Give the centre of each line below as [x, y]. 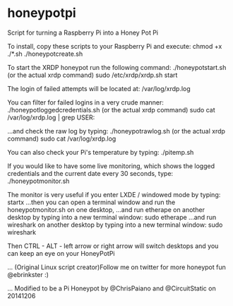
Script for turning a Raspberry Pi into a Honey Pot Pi [83, 33]
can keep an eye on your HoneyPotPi [61, 253]
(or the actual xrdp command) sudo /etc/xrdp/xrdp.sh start [92, 75]
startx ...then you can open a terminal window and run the [91, 202]
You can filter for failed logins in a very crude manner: [86, 102]
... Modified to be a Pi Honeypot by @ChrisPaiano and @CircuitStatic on [112, 288]
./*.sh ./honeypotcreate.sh [45, 54]
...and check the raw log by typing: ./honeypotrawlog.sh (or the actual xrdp [116, 131]
